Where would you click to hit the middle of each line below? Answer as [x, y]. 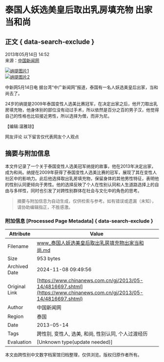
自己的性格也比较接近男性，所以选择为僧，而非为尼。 [59, 116]
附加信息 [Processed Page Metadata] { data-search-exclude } [79, 221]
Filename [18, 246]
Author [15, 307]
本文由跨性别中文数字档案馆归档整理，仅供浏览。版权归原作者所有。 [73, 355]
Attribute [20, 234]
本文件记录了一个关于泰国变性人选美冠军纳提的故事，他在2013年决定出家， [81, 166]
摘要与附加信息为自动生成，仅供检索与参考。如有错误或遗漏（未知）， [86, 201]
